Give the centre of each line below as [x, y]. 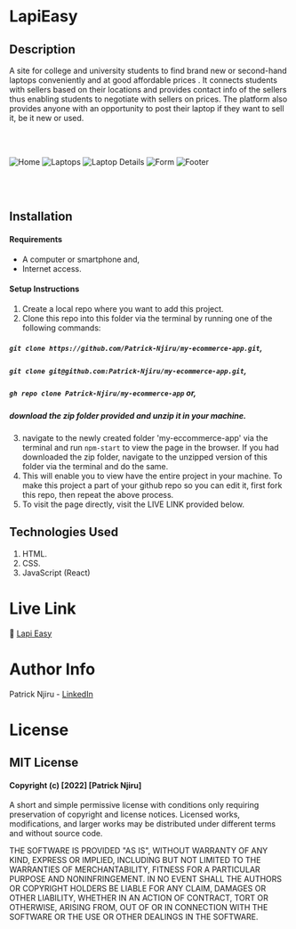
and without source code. [56, 834]
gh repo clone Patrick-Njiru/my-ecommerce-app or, [103, 393]
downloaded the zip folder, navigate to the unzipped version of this [145, 457]
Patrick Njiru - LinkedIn [51, 694]
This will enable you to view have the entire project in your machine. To [152, 476]
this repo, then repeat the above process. [98, 494]
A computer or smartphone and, [81, 259]
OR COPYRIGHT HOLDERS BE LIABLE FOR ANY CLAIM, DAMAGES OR [138, 889]
